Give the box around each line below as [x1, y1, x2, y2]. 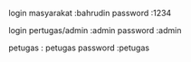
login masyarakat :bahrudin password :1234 [8, 8, 172, 18]
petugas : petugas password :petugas [8, 42, 150, 53]
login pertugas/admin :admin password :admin [8, 25, 182, 35]
